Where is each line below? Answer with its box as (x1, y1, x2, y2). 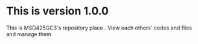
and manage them (6, 30, 51, 37)
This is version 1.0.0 (6, 4, 109, 18)
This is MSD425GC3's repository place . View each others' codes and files (6, 24, 192, 31)
